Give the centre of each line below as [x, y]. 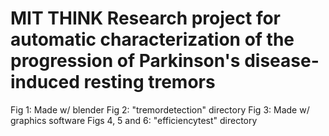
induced [45, 82]
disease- [282, 61]
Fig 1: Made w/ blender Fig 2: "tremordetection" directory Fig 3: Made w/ [160, 109]
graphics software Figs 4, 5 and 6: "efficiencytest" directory [134, 120]
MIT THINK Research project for [146, 18]
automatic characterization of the [152, 39]
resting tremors [149, 82]
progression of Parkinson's [125, 61]
